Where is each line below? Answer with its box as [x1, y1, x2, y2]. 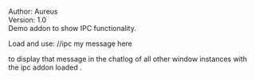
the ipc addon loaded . [8, 63, 82, 72]
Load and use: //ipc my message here [8, 39, 133, 48]
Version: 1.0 [8, 15, 47, 25]
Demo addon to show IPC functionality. [8, 24, 137, 32]
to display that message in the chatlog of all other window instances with [8, 55, 248, 63]
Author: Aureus [8, 7, 58, 16]
